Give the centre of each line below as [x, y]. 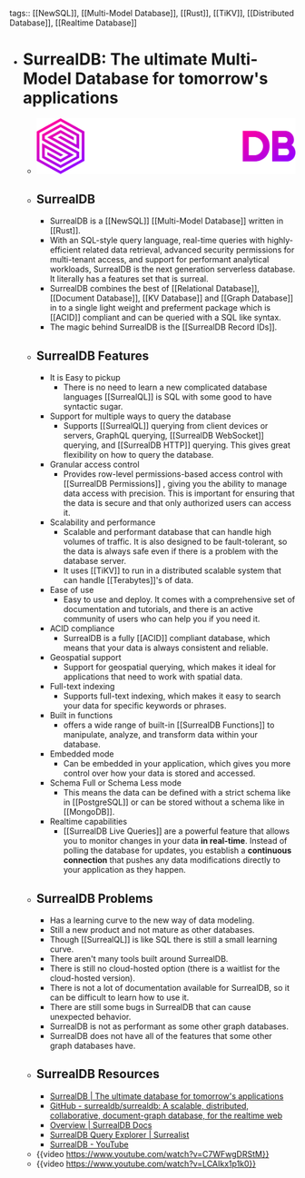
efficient [65, 250]
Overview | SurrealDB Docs [101, 1124]
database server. [95, 561]
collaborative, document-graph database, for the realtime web [166, 1115]
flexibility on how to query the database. [138, 455]
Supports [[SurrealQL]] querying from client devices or [166, 426]
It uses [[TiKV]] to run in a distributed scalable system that [172, 570]
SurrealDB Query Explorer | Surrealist [119, 1134]
